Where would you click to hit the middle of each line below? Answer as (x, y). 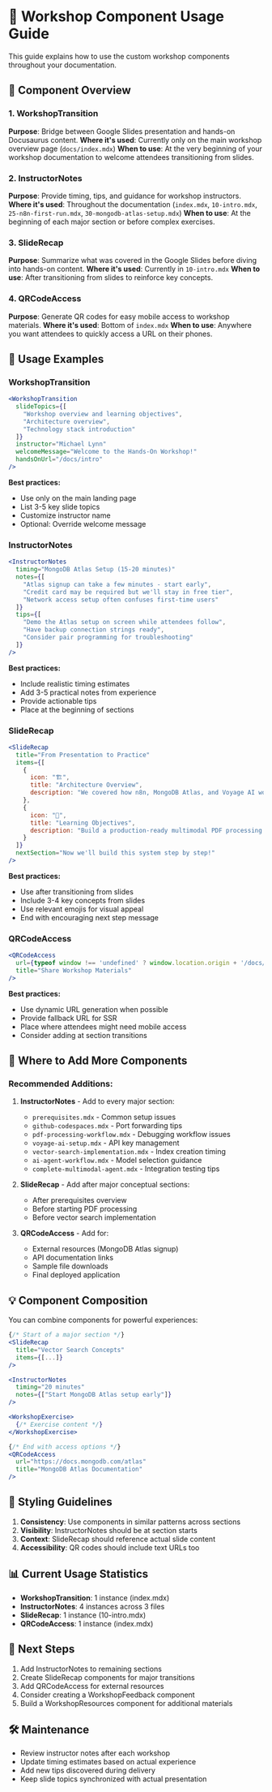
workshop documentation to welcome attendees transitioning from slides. (131, 157)
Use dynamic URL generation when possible (94, 1009)
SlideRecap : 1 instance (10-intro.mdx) (83, 1615)
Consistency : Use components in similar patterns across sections (130, 1522)
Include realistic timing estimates (75, 683)
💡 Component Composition (78, 1301)
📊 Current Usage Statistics (79, 1574)
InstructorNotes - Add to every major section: (98, 1101)
